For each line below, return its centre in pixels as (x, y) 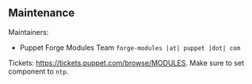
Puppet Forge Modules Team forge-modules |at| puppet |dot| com (130, 48)
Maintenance (42, 13)
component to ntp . (38, 71)
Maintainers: (29, 32)
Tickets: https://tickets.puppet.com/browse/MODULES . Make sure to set (126, 63)
